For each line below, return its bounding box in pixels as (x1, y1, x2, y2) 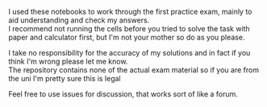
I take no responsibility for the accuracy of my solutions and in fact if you (8, 48, 251, 57)
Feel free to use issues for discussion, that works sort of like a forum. (8, 89, 238, 99)
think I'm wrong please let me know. (8, 56, 128, 66)
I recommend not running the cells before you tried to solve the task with (8, 24, 250, 33)
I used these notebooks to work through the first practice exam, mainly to (8, 7, 252, 16)
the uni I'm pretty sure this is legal (8, 74, 121, 83)
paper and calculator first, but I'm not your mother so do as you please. (8, 32, 245, 42)
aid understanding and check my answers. (8, 15, 150, 25)
